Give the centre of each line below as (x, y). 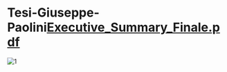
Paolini (27, 27)
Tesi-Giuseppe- (54, 13)
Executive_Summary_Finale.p (133, 27)
